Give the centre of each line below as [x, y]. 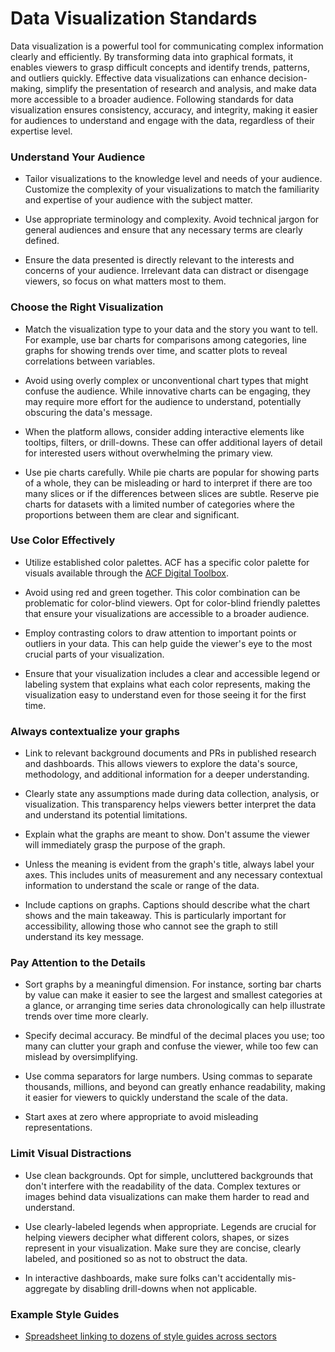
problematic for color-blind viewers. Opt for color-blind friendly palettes [172, 603]
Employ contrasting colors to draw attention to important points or [160, 633]
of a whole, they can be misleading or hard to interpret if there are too [168, 483]
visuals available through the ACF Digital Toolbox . [127, 573]
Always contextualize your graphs [95, 731]
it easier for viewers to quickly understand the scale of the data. [156, 1098]
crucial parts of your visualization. [94, 654]
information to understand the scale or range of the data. [142, 886]
